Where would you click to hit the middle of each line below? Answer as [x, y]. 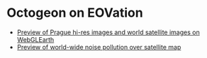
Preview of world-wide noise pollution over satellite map [99, 47]
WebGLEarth [35, 39]
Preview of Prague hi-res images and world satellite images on [108, 32]
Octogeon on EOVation [75, 13]
